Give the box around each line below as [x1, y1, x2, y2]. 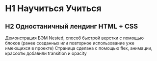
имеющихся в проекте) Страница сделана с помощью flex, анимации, [5, 46, 153, 51]
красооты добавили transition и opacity [5, 50, 87, 56]
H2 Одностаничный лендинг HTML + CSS [5, 22, 138, 30]
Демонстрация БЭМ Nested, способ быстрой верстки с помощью [5, 35, 144, 41]
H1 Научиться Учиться [5, 3, 102, 14]
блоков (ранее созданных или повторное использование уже [5, 40, 135, 46]
